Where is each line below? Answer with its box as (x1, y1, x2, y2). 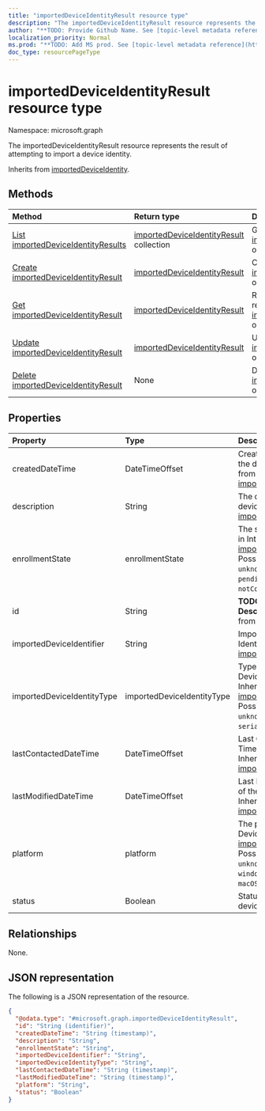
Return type (133, 210, 180, 222)
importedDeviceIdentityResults (12, 239, 127, 250)
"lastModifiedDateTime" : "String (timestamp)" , (15, 1074, 175, 1082)
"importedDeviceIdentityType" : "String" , (15, 1059, 154, 1067)
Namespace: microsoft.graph (8, 125, 103, 135)
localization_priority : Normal (8, 33, 111, 42)
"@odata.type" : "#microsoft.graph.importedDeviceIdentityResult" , (15, 1014, 238, 1023)
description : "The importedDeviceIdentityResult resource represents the (8, 19, 256, 27)
